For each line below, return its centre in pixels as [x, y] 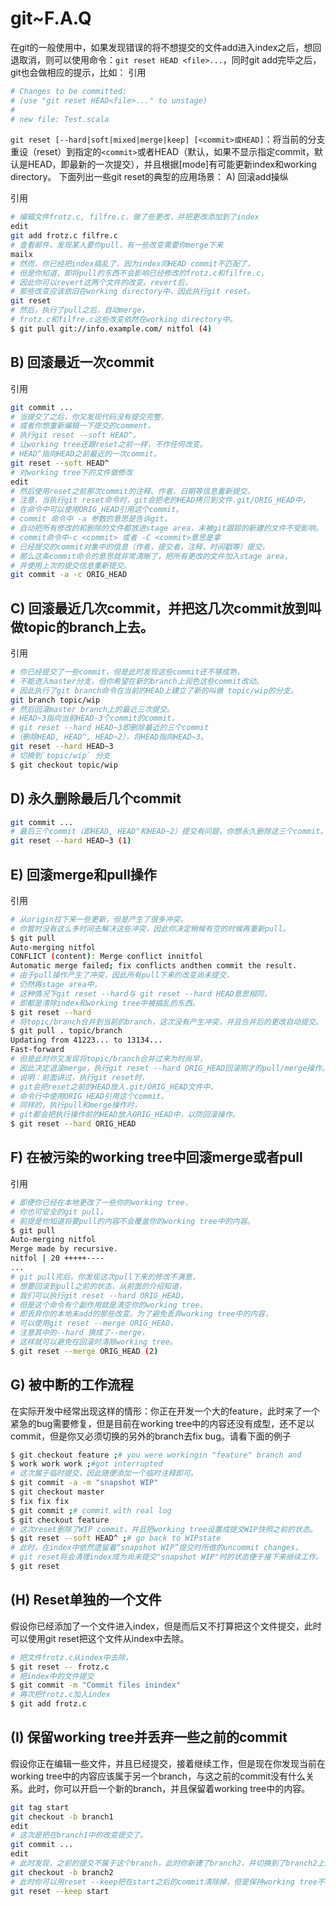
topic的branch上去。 [88, 627]
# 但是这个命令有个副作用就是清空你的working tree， [109, 1305]
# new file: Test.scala [60, 119]
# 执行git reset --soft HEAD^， [75, 435]
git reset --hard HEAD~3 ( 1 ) [71, 841]
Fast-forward [37, 1050]
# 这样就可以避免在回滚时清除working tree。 [94, 1342]
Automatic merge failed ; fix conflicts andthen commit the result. [154, 966]
